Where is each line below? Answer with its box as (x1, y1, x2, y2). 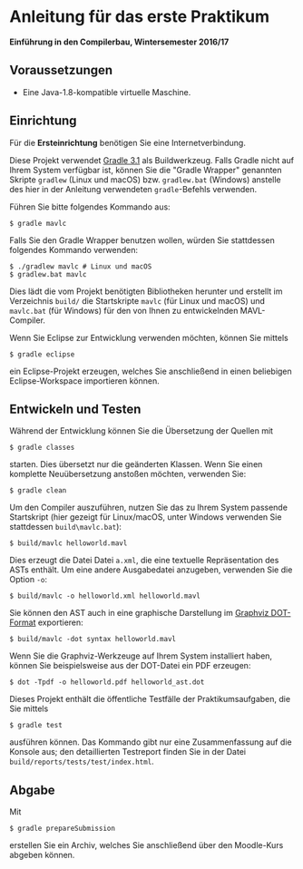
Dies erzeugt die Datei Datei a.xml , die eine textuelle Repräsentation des (9, 555, 279, 566)
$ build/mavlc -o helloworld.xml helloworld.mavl (9, 591, 201, 600)
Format (9, 617, 36, 628)
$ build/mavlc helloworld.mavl (9, 539, 128, 548)
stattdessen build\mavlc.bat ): (9, 522, 122, 532)
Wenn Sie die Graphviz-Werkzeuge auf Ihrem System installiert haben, (9, 650, 273, 661)
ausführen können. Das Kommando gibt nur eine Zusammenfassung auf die (9, 737, 292, 747)
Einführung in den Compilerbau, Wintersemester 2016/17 (9, 36, 230, 47)
